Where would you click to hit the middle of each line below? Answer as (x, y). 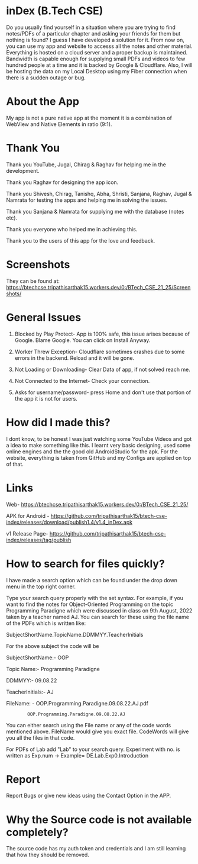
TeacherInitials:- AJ (30, 692)
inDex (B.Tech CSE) (55, 11)
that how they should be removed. (48, 855)
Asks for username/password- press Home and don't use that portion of (103, 392)
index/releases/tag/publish (39, 540)
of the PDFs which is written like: (46, 623)
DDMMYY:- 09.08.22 (32, 680)
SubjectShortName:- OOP (38, 657)
